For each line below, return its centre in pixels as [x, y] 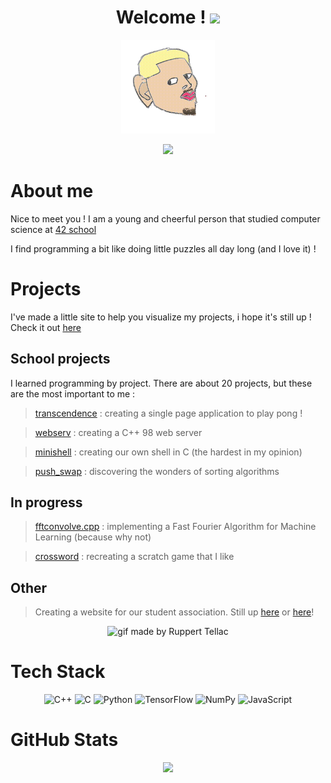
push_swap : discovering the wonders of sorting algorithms [157, 471]
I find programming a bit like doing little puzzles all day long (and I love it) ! [163, 248]
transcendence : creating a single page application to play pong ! [168, 413]
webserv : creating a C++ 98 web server [118, 432]
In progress [46, 502]
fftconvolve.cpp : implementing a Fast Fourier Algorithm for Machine [175, 527]
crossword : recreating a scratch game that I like [134, 557]
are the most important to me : [73, 393]
